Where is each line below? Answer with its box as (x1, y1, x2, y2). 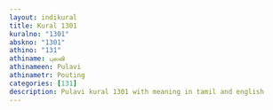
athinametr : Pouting (9, 71, 86, 80)
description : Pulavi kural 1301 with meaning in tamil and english (9, 87, 265, 96)
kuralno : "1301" (9, 29, 69, 38)
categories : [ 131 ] (9, 79, 77, 88)
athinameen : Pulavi (9, 63, 82, 72)
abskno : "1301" (9, 37, 66, 47)
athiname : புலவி (9, 54, 65, 63)
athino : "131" (9, 46, 62, 55)
